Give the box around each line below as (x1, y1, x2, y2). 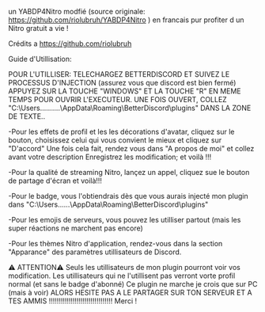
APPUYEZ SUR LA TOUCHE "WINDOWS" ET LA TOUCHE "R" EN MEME (8, 86, 241, 96)
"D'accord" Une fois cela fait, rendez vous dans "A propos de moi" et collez (8, 144, 255, 153)
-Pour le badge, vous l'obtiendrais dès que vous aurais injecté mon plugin (8, 192, 249, 200)
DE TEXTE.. (8, 112, 46, 121)
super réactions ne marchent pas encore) (8, 223, 144, 233)
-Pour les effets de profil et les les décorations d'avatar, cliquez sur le (8, 127, 235, 136)
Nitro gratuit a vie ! (8, 24, 69, 32)
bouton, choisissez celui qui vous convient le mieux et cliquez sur (8, 135, 222, 145)
